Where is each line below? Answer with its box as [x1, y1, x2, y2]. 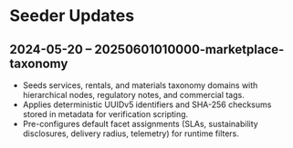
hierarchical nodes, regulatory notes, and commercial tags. [22, 90, 245, 100]
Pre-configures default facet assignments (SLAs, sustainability [22, 119, 258, 129]
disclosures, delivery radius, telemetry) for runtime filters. [22, 128, 240, 139]
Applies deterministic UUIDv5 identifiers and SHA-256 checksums [22, 99, 272, 110]
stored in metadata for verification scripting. [22, 109, 189, 119]
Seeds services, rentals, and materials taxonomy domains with [22, 80, 258, 91]
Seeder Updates [9, 5, 135, 26]
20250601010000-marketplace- [94, 42, 285, 57]
